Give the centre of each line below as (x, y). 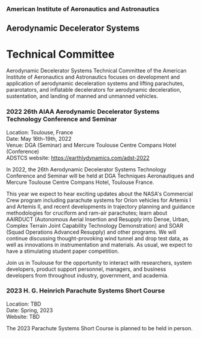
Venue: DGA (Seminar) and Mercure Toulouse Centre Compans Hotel (91, 145)
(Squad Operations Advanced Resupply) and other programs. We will (91, 232)
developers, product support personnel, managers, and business (86, 269)
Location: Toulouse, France (40, 132)
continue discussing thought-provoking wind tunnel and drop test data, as (97, 238)
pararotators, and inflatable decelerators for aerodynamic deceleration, (94, 90)
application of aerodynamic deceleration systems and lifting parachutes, (95, 83)
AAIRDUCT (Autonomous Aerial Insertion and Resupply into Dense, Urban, (98, 219)
